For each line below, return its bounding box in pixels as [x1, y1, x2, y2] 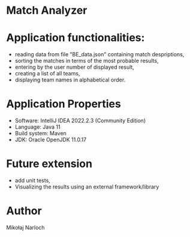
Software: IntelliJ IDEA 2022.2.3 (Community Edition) [14, 117, 146, 124]
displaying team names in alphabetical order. [14, 76, 126, 84]
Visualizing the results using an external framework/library [14, 183, 159, 190]
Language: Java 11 [14, 123, 61, 130]
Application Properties [6, 97, 121, 111]
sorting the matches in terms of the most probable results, [14, 57, 159, 65]
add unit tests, [14, 177, 51, 184]
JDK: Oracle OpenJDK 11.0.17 [14, 136, 87, 144]
